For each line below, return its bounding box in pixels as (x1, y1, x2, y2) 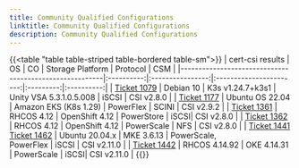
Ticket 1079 (115, 82, 158, 94)
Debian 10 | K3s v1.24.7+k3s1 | (164, 82, 277, 94)
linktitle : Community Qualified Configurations (9, 21, 191, 30)
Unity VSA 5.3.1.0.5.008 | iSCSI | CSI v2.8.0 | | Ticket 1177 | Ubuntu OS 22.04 (9, 92, 291, 103)
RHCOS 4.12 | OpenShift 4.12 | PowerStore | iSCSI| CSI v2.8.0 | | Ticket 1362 (9, 111, 288, 122)
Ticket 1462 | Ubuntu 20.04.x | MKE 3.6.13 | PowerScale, (9, 130, 218, 141)
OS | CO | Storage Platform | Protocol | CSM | (9, 63, 176, 74)
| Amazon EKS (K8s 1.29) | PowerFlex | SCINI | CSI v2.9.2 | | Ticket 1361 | (9, 102, 278, 113)
